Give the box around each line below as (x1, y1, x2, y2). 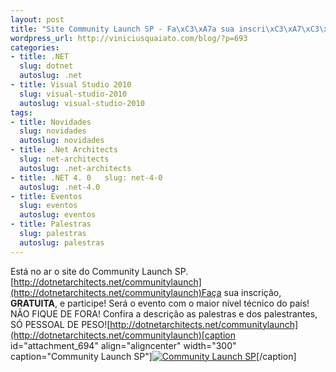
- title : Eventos (10, 191, 83, 201)
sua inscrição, (223, 286, 282, 298)
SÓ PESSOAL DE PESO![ (10, 318, 111, 330)
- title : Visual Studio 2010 (10, 80, 132, 90)
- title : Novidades (10, 117, 92, 127)
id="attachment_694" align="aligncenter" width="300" (10, 339, 237, 351)
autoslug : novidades (19, 136, 105, 146)
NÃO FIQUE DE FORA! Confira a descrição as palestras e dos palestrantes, (10, 307, 318, 320)
